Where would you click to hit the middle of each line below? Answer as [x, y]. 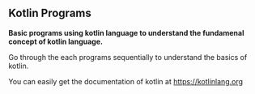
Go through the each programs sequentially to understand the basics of [128, 57]
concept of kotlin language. [56, 41]
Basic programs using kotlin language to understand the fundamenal [126, 32]
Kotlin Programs [50, 13]
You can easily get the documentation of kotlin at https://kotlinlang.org [126, 81]
